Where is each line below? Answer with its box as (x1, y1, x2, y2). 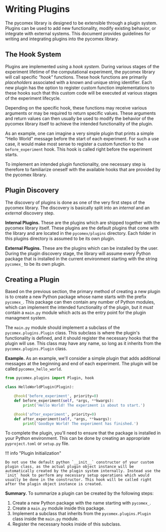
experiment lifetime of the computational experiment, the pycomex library (5, 69, 155, 75)
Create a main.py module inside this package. (12, 505, 106, 511)
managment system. (5, 315, 47, 321)
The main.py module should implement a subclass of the (5, 324, 120, 330)
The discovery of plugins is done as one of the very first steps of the (5, 199, 145, 205)
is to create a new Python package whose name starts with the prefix (5, 294, 147, 300)
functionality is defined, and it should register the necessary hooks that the (5, 335, 159, 341)
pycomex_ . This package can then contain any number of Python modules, (5, 299, 155, 305)
